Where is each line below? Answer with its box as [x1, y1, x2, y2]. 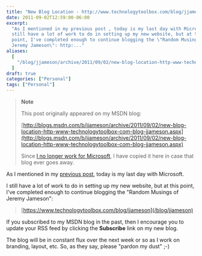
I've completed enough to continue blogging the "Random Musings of [6, 189, 179, 196]
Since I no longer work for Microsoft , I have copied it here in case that [20, 152, 194, 160]
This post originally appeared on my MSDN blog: [20, 110, 142, 117]
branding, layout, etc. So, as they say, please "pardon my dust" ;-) [6, 243, 170, 250]
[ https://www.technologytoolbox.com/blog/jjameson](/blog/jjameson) [20, 207, 194, 214]
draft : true [6, 70, 36, 76]
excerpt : [6, 20, 28, 26]
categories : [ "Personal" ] [6, 76, 71, 82]
